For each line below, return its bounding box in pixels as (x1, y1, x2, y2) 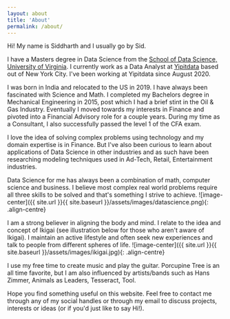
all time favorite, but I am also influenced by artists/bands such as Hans (7, 269, 210, 277)
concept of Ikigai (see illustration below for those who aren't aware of (7, 226, 205, 235)
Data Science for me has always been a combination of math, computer (7, 176, 211, 184)
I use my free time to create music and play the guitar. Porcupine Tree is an (7, 262, 220, 270)
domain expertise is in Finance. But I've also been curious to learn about (7, 141, 212, 149)
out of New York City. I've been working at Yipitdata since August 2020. (7, 70, 211, 78)
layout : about (7, 10, 48, 17)
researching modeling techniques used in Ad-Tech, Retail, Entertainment (7, 155, 213, 164)
